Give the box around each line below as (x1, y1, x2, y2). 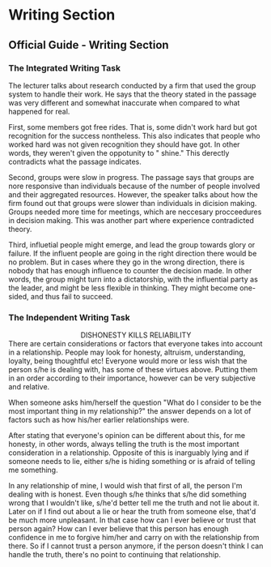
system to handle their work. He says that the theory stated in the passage (8, 89, 257, 99)
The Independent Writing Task (8, 311, 131, 323)
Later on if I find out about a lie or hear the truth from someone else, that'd (8, 507, 256, 517)
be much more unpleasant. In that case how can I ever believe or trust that (8, 515, 256, 525)
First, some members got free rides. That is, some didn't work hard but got (8, 122, 257, 131)
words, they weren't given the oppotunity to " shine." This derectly (8, 148, 230, 157)
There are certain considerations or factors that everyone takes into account (8, 339, 263, 349)
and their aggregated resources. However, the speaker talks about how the (8, 189, 258, 200)
